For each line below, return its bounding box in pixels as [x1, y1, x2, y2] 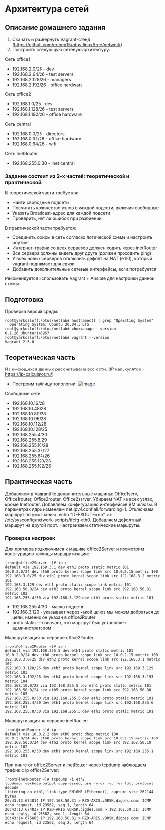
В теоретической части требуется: [5, 190, 79, 196]
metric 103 [5, 670, 28, 675]
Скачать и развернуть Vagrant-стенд [12, 36, 90, 42]
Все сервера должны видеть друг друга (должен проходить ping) [12, 250, 152, 256]
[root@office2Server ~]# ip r [5, 560, 68, 566]
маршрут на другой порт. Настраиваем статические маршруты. [5, 522, 141, 528]
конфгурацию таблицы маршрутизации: [5, 551, 90, 557]
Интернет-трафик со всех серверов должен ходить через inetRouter [12, 245, 157, 251]
